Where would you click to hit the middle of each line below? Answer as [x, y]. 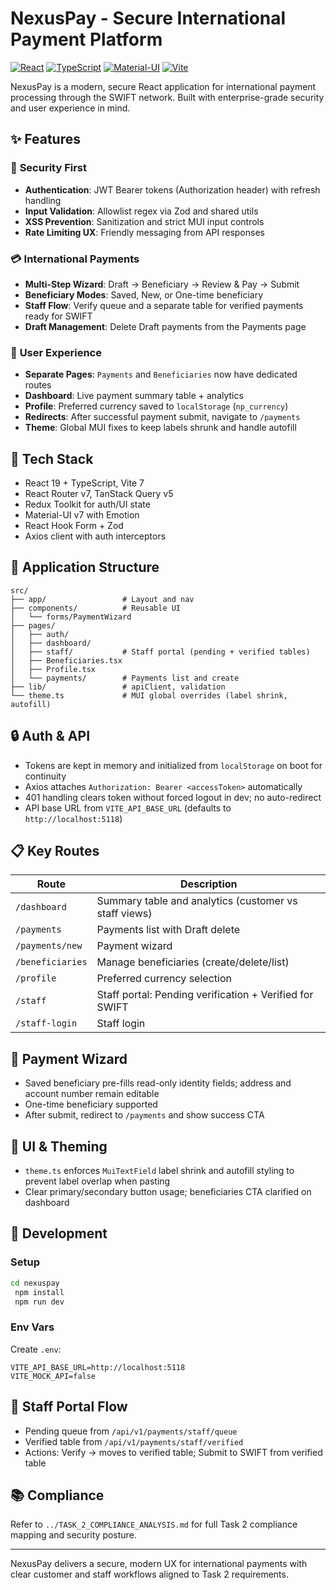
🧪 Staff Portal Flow [69, 1407]
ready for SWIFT [58, 316]
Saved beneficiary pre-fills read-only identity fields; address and [158, 1083]
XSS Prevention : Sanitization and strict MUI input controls [144, 221]
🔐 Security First [48, 168]
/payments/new [49, 946]
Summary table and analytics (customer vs [197, 901]
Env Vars [32, 1327]
